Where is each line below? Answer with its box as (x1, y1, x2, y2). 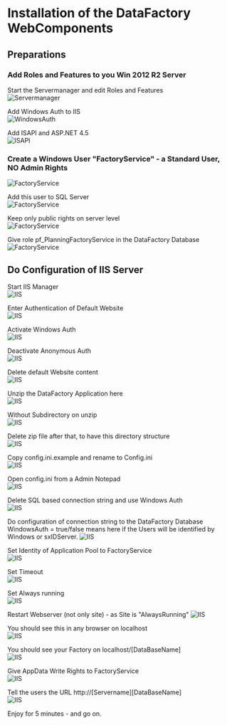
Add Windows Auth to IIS (7, 107, 80, 115)
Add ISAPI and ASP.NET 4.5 (7, 128, 89, 137)
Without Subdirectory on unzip (7, 411, 97, 419)
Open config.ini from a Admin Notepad (7, 475, 121, 483)
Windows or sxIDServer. (7, 532, 78, 541)
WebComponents (7, 20, 114, 36)
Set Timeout (7, 567, 43, 576)
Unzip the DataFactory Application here (7, 389, 123, 398)
